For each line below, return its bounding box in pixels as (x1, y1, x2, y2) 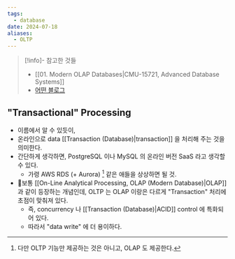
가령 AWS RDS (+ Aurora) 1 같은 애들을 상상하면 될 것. (27, 168, 177, 178)
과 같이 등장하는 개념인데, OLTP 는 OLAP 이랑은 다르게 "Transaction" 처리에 (17, 187, 227, 195)
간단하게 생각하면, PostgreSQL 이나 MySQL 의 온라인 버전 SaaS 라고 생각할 (17, 151, 226, 161)
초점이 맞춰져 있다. (17, 196, 69, 205)
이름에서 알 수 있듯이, (17, 126, 76, 134)
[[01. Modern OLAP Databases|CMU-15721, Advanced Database (34, 71, 220, 79)
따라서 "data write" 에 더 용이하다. (27, 222, 122, 230)
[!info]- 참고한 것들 (24, 57, 77, 65)
